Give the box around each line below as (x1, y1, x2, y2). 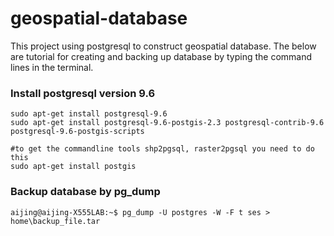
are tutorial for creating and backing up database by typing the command (10, 50, 313, 62)
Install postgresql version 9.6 (10, 86, 156, 100)
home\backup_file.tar (10, 216, 101, 226)
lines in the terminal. (10, 61, 94, 73)
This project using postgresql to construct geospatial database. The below (10, 40, 317, 52)
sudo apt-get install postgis (10, 162, 137, 172)
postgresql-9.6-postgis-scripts (10, 127, 145, 137)
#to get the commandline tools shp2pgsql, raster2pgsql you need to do (10, 144, 315, 154)
